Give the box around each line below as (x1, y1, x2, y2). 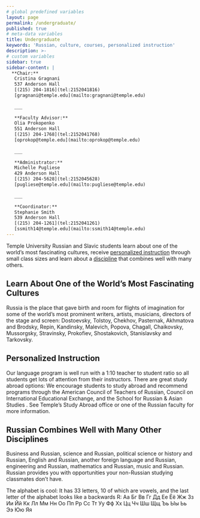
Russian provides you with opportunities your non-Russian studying (6, 469, 174, 477)
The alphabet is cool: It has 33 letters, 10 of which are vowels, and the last (6, 487, 189, 495)
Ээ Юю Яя (6, 506, 32, 513)
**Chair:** (11, 70, 39, 76)
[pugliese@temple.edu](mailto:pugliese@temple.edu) (14, 182, 146, 188)
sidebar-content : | (6, 64, 55, 71)
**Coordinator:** (14, 203, 58, 210)
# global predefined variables (6, 8, 84, 15)
